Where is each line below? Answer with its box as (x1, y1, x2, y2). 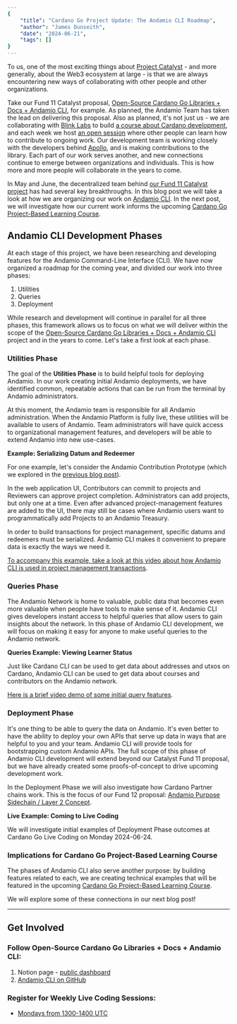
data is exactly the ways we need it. (7, 543, 111, 551)
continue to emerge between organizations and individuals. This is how (7, 159, 214, 166)
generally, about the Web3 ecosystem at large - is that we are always (7, 70, 208, 78)
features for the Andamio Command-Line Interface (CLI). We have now (7, 256, 213, 264)
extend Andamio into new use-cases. (7, 436, 116, 444)
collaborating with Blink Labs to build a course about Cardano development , (7, 121, 228, 129)
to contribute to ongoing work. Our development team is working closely (7, 136, 218, 144)
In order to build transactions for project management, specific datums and (7, 528, 226, 536)
